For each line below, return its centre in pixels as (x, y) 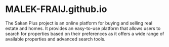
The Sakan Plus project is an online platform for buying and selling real (79, 23)
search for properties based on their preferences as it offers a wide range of (85, 33)
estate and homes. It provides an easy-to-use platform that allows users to (83, 28)
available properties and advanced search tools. (55, 39)
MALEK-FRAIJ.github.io (56, 9)
